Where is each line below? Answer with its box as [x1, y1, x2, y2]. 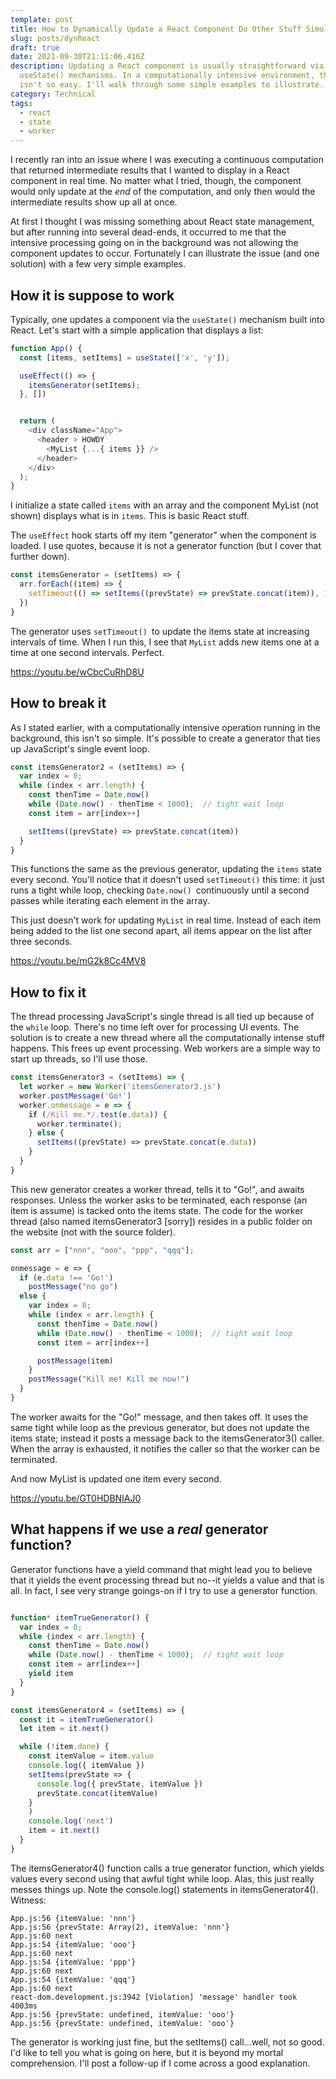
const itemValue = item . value [28, 1751, 155, 1761]
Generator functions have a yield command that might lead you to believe [10, 1563, 313, 1575]
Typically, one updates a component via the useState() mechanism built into [10, 313, 325, 325]
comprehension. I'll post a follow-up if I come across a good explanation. [10, 2057, 311, 2069]
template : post [10, 14, 74, 25]
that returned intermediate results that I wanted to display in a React [10, 164, 290, 176]
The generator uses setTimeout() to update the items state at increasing [10, 625, 310, 637]
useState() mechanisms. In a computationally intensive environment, [19, 71, 315, 81]
